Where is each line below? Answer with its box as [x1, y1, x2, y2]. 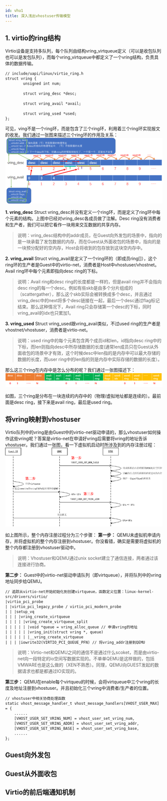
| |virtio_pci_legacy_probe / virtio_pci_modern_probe [5, 604, 122, 610]
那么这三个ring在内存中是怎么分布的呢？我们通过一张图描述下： [5, 367, 136, 373]
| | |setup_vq [5, 609, 35, 615]
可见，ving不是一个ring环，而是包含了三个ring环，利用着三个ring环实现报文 [5, 126, 161, 132]
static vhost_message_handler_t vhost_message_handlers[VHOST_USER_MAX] [5, 701, 160, 706]
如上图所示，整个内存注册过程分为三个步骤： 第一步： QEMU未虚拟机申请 [5, 532, 157, 538]
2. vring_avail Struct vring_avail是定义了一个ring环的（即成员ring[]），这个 [5, 255, 157, 261]
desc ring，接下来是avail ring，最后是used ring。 [13, 399, 115, 405]
